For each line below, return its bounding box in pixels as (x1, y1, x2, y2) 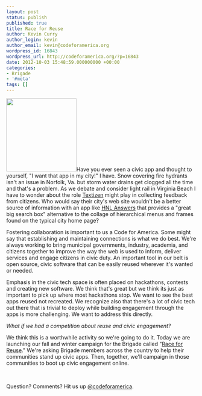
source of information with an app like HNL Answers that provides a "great (6, 204, 191, 211)
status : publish (6, 14, 47, 20)
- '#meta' (6, 76, 31, 82)
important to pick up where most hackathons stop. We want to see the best (6, 291, 193, 299)
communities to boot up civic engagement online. (6, 359, 130, 367)
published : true (6, 20, 47, 26)
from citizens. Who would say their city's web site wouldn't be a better (6, 198, 181, 205)
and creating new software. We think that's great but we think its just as (6, 285, 185, 292)
